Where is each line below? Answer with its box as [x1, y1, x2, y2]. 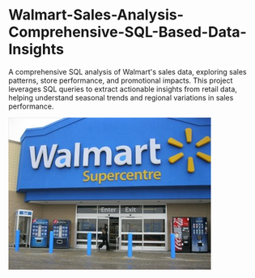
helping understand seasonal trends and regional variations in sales [8, 92, 234, 102]
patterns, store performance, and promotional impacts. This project [8, 75, 233, 85]
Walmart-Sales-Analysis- [8, 6, 184, 24]
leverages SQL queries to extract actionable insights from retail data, [8, 83, 237, 94]
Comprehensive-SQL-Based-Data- [8, 23, 247, 41]
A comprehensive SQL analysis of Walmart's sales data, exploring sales [8, 66, 247, 76]
